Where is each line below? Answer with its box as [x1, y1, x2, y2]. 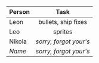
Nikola [9, 37, 27, 46]
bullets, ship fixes [38, 18, 88, 26]
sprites [52, 28, 73, 35]
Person [9, 8, 30, 16]
